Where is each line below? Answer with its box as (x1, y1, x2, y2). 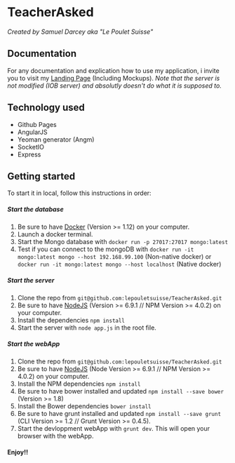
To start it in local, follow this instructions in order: (7, 189, 152, 197)
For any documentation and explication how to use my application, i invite (7, 66, 220, 74)
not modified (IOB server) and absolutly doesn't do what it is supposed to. (7, 81, 222, 90)
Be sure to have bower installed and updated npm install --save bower (17, 387, 224, 396)
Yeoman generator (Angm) (17, 135, 95, 144)
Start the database (7, 205, 65, 213)
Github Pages (17, 120, 58, 128)
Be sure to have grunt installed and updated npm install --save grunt (17, 410, 222, 418)
